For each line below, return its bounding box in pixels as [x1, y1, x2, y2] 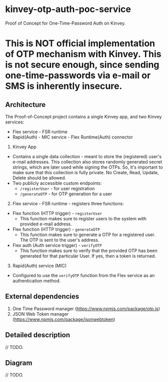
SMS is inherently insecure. [5, 80, 122, 92]
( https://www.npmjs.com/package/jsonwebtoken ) [12, 316, 115, 322]
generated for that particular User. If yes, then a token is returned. [20, 252, 156, 259]
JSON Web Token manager [12, 311, 69, 317]
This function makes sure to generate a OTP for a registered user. [20, 231, 155, 237]
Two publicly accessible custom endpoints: [12, 180, 102, 186]
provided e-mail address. [20, 221, 72, 227]
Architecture [5, 100, 46, 109]
